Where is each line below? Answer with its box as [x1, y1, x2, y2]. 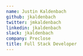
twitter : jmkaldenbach [6, 19, 61, 25]
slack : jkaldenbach [6, 30, 54, 36]
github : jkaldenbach [6, 14, 57, 20]
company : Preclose [6, 36, 51, 41]
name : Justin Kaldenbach [6, 8, 67, 15]
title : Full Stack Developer [6, 41, 77, 47]
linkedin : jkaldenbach [6, 24, 61, 31]
